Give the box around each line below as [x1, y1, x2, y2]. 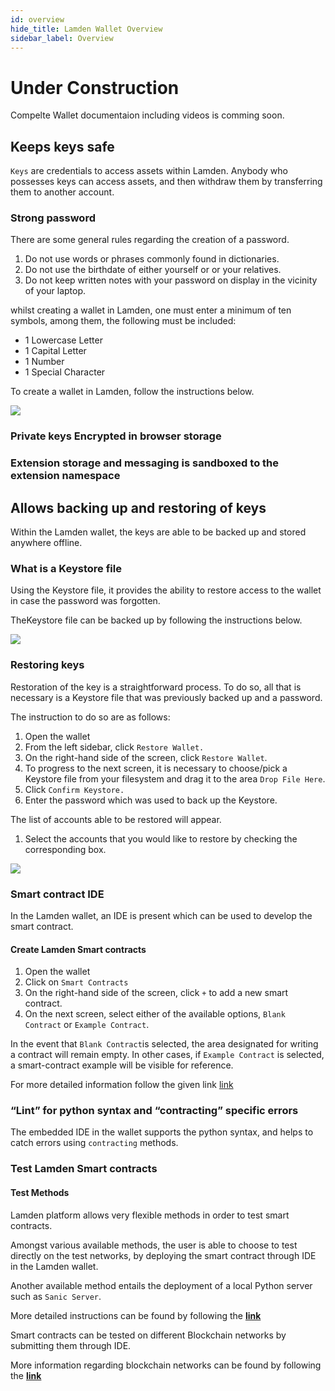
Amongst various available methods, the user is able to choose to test [10, 1239, 298, 1251]
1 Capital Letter [24, 345, 87, 357]
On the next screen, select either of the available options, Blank [24, 1008, 286, 1020]
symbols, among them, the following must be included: [10, 315, 237, 327]
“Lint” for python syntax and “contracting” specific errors [10, 1104, 299, 1118]
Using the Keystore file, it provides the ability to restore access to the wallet [10, 584, 322, 596]
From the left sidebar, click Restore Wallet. [24, 741, 205, 753]
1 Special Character [24, 366, 106, 378]
